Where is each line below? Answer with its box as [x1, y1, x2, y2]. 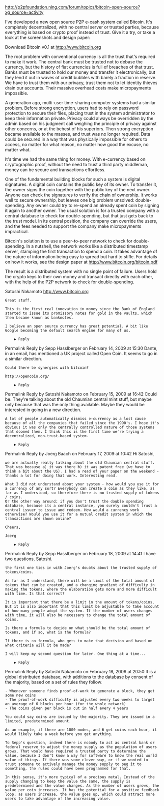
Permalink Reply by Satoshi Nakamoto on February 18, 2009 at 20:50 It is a [5, 669, 157, 674]
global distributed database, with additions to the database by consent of [5, 674, 153, 680]
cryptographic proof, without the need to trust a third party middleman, [5, 162, 149, 167]
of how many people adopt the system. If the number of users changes [5, 608, 153, 613]
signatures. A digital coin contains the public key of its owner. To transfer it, [5, 181, 158, 187]
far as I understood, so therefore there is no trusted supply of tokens [5, 490, 160, 495]
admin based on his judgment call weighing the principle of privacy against [5, 120, 157, 126]
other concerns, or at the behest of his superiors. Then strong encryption [5, 126, 154, 132]
